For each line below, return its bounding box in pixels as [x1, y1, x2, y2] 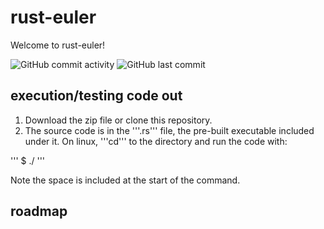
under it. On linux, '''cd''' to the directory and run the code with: [24, 135, 288, 147]
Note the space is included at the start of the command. [10, 174, 241, 186]
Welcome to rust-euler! [10, 39, 106, 51]
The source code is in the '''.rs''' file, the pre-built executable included [24, 124, 315, 136]
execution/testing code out [10, 87, 183, 105]
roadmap [10, 203, 68, 220]
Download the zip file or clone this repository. [24, 114, 213, 126]
